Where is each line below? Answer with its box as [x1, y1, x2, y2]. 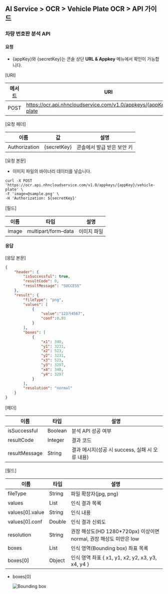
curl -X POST [5, 178, 32, 183]
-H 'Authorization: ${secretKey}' [5, 196, 77, 201]
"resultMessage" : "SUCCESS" [23, 283, 81, 289]
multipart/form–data [27, 227, 74, 234]
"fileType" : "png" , [23, 297, 64, 302]
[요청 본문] [5, 157, 26, 164]
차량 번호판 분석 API [5, 31, 51, 38]
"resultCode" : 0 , [23, 279, 59, 284]
